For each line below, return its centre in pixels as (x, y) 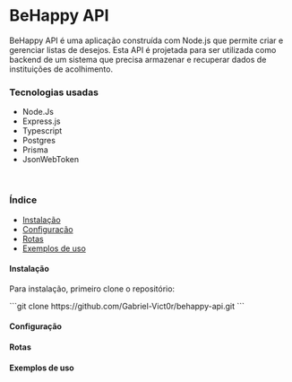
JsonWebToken (50, 160)
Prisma (35, 150)
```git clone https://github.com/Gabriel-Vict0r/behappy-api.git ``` (127, 306)
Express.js (41, 121)
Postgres (39, 141)
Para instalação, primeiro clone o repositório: (92, 289)
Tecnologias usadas (54, 92)
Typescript (42, 131)
